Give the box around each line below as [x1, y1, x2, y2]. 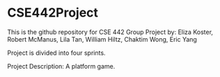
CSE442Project [7, 5, 99, 21]
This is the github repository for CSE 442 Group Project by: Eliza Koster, [7, 28, 214, 36]
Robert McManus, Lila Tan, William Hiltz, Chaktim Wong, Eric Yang [7, 35, 197, 43]
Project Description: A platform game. [7, 62, 116, 70]
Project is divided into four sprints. [7, 49, 106, 57]
